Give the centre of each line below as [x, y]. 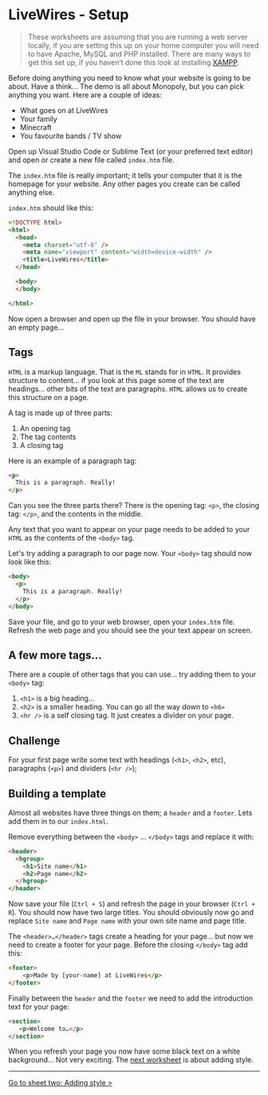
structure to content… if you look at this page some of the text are [116, 380]
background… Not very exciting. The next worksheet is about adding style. [131, 1060]
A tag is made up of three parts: [61, 413]
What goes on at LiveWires [64, 110]
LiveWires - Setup [69, 15]
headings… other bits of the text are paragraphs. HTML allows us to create [128, 389]
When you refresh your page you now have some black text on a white [124, 1051]
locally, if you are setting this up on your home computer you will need [143, 45]
